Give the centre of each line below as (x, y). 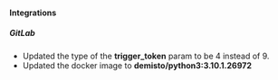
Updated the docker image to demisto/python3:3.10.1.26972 (137, 65)
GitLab (23, 33)
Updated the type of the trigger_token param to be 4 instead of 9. (146, 56)
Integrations (33, 13)
